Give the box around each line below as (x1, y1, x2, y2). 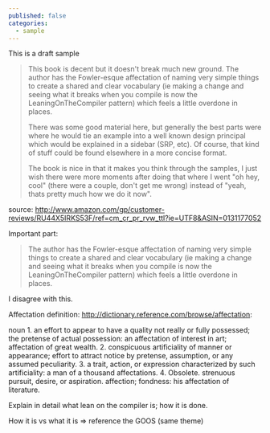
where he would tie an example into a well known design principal (27, 131, 247, 141)
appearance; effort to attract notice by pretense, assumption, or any (8, 351, 234, 361)
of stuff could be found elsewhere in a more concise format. (27, 148, 227, 157)
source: (8, 205, 34, 214)
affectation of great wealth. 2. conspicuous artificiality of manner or (8, 342, 232, 352)
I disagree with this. (8, 294, 74, 304)
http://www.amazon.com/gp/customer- (35, 205, 165, 214)
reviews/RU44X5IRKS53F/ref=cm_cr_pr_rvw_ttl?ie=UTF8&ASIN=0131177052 (8, 214, 262, 223)
